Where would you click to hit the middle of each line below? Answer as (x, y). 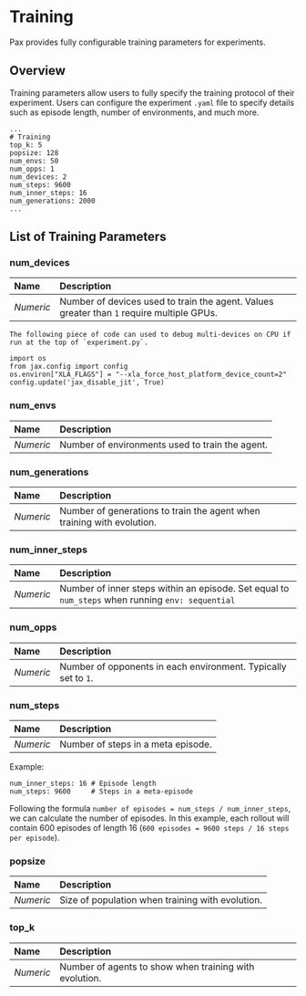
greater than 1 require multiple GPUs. (138, 313)
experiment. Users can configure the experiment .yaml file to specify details (152, 102)
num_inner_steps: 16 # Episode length (83, 783)
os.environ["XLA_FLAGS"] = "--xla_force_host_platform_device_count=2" (148, 375)
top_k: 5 (26, 145)
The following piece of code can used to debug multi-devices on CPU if (150, 335)
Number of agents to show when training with (157, 967)
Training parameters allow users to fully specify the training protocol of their (152, 92)
